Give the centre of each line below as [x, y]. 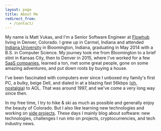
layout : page [18, 10]
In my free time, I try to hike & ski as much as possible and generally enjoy [80, 103]
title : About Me [22, 14]
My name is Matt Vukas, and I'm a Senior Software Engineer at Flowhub [77, 37]
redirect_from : [21, 19]
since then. [16, 93]
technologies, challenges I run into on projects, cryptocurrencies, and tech [80, 118]
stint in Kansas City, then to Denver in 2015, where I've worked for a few [78, 58]
